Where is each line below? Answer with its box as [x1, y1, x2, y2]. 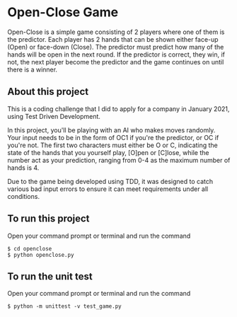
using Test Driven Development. [7, 112, 101, 120]
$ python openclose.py [7, 251, 74, 258]
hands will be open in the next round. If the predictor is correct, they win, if [7, 50, 225, 59]
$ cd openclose [7, 245, 52, 252]
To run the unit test [7, 270, 93, 282]
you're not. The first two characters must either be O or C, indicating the [7, 141, 218, 149]
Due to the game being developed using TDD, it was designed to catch [7, 177, 214, 185]
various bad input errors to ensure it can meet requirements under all [7, 185, 209, 193]
